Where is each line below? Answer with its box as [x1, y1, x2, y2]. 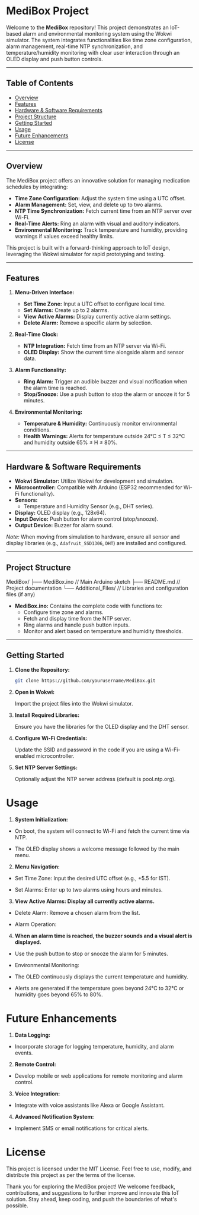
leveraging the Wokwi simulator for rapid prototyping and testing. [6, 250, 165, 257]
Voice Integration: [14, 1090, 60, 1097]
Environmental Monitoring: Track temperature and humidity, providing [14, 226, 188, 233]
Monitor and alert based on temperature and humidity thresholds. [23, 628, 184, 634]
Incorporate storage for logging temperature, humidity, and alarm [14, 1043, 174, 1050]
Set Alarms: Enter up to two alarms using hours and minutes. [14, 886, 163, 893]
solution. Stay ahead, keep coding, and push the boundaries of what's [6, 1195, 177, 1203]
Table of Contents [6, 78, 74, 89]
